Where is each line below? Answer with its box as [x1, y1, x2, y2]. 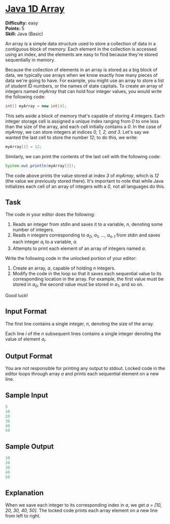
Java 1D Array [5, 3, 65, 15]
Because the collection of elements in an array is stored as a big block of [5, 67, 158, 73]
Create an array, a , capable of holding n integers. [12, 265, 116, 271]
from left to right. [5, 513, 41, 519]
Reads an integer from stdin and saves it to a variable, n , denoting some [12, 221, 163, 227]
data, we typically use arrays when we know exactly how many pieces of [5, 72, 158, 78]
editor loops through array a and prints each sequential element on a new [5, 371, 159, 377]
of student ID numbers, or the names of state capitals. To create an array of [5, 82, 163, 89]
